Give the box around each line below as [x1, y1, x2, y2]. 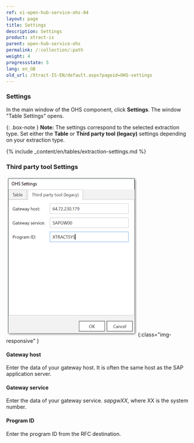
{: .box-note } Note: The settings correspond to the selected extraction [6, 123, 180, 130]
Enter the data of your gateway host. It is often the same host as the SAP [6, 364, 184, 371]
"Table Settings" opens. [6, 112, 64, 119]
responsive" [6, 337, 36, 344]
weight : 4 [6, 53, 31, 59]
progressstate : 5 [6, 59, 49, 65]
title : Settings [6, 22, 46, 28]
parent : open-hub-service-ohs [6, 41, 81, 47]
